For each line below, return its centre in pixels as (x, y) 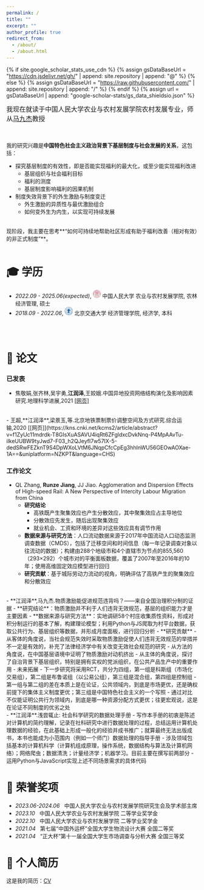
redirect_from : (25, 39)
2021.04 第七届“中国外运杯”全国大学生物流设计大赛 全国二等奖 (94, 828)
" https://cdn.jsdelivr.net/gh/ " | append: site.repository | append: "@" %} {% (101, 76)
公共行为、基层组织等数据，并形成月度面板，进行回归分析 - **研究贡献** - (104, 631)
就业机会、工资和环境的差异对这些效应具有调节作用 (97, 528)
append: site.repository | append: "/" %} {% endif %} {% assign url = (93, 89)
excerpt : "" (21, 26)
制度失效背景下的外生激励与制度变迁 (60, 196)
